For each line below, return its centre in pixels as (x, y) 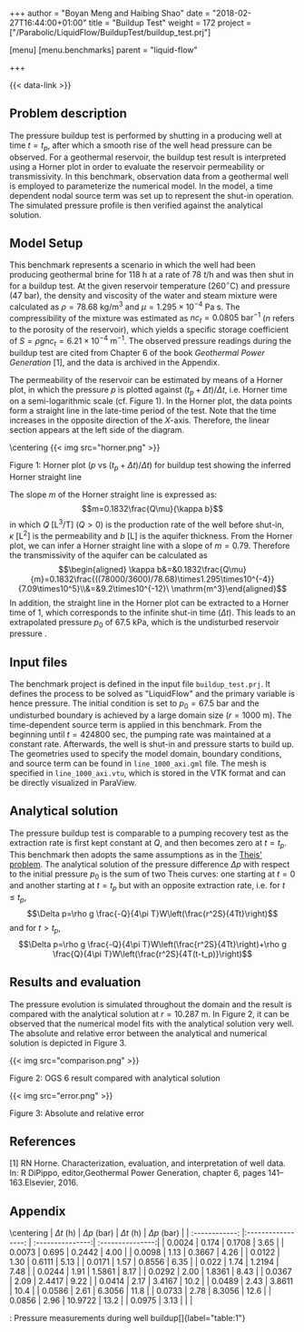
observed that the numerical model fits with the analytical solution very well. (152, 1023)
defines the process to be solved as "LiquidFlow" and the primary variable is (152, 694)
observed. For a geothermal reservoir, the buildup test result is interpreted (148, 157)
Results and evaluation (75, 982)
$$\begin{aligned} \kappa (107, 569)
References (43, 1141)
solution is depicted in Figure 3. (68, 1043)
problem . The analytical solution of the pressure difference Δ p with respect (150, 864)
